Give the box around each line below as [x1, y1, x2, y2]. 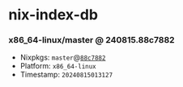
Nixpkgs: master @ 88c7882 [19, 52, 106, 62]
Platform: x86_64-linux [19, 61, 97, 71]
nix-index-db [8, 6, 99, 24]
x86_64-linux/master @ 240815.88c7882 [8, 35, 176, 46]
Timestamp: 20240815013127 [19, 70, 113, 80]
